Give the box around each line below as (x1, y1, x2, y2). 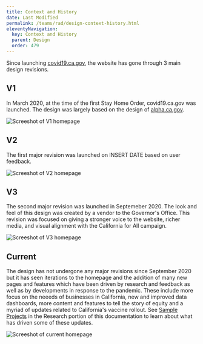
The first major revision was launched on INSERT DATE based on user (6, 151, 181, 158)
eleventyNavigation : (6, 25, 59, 32)
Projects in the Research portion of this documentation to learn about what (6, 313, 193, 320)
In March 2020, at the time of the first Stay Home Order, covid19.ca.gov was (6, 99, 196, 107)
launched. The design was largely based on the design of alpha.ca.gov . (6, 105, 185, 113)
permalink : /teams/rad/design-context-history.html (6, 20, 139, 26)
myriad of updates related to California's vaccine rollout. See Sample (6, 306, 178, 314)
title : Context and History (6, 8, 78, 15)
